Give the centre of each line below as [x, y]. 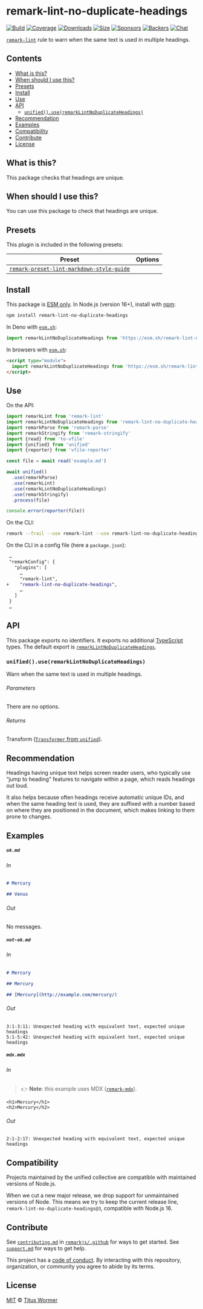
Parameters [21, 688]
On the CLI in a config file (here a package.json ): [66, 545]
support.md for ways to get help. [46, 1248]
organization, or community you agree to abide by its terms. [81, 1266]
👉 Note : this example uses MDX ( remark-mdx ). [79, 1089]
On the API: [21, 405]
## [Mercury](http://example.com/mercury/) [62, 994]
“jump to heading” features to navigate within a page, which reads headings [101, 779]
